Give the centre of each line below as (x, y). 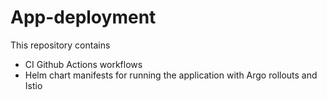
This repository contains (60, 45)
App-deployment (83, 17)
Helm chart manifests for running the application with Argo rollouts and (171, 75)
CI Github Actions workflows (83, 64)
